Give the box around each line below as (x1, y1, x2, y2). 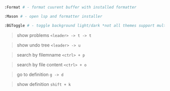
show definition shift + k (16, 81, 71, 87)
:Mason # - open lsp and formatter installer (4, 14, 102, 19)
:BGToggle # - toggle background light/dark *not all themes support (4, 23, 155, 28)
